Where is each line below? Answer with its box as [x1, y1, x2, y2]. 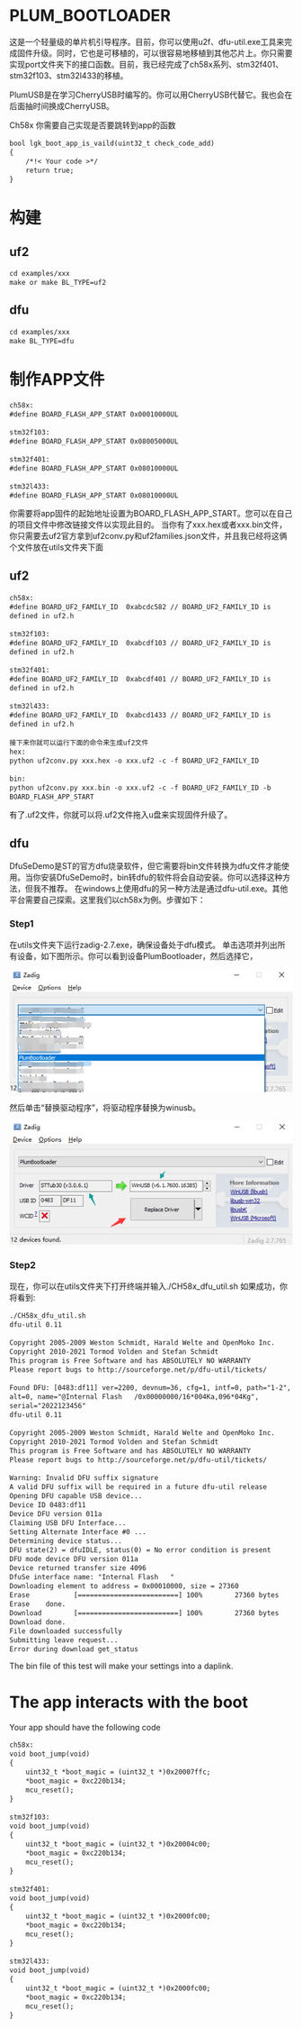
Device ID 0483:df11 [9, 1500, 87, 1510]
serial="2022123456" [9, 1401, 87, 1411]
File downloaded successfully [9, 1626, 123, 1636]
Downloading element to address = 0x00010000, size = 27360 [9, 1581, 240, 1591]
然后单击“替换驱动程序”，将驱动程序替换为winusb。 [9, 1101, 200, 1113]
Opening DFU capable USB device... [9, 1491, 143, 1501]
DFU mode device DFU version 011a [9, 1554, 139, 1564]
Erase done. [9, 1599, 67, 1609]
